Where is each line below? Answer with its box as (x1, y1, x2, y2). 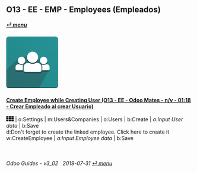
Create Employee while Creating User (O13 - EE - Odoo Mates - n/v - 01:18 (6, 96, 191, 103)
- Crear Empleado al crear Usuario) (6, 103, 94, 110)
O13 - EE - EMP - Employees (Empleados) (6, 5, 161, 15)
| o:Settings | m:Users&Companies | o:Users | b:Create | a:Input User (14, 116, 183, 123)
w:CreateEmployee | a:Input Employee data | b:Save (6, 135, 134, 142)
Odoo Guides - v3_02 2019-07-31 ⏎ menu (6, 160, 113, 167)
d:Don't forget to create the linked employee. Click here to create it (6, 128, 170, 135)
